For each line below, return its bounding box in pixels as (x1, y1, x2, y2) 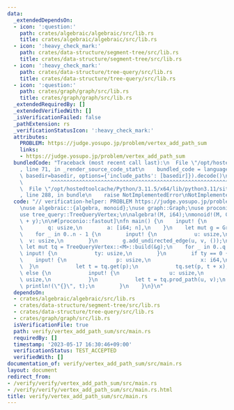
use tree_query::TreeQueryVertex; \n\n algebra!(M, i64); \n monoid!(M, (19, 211, 223, 218)
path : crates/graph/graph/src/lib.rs (19, 88, 130, 95)
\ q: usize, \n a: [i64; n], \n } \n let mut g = (19, 224, 219, 231)
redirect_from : (7, 373, 52, 380)
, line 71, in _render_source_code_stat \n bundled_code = (19, 165, 201, 173)
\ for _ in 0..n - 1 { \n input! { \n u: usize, (19, 231, 223, 238)
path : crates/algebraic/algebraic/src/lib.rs (19, 29, 155, 37)
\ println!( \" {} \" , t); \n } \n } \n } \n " (19, 282, 164, 289)
